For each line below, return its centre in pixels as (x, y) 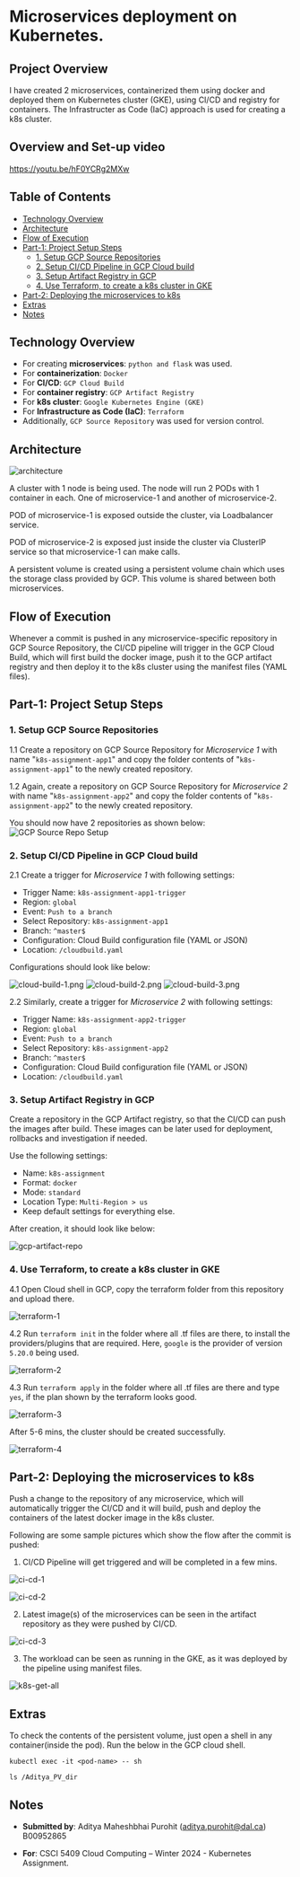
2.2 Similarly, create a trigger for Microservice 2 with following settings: (141, 1002)
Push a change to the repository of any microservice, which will (127, 1499)
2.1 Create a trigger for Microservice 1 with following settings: (122, 875)
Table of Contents (60, 197)
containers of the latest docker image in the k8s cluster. (112, 1518)
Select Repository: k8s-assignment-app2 (95, 1048)
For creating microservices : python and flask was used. (127, 364)
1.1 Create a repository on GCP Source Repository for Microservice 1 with (143, 749)
